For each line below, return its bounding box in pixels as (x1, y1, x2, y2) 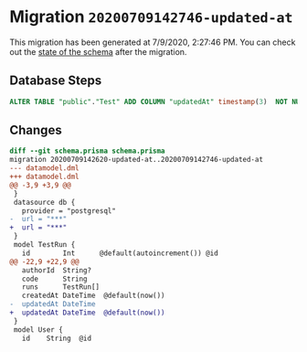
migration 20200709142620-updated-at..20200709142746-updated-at (9, 155, 263, 165)
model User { (13, 325, 64, 335)
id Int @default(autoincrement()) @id (21, 249, 219, 258)
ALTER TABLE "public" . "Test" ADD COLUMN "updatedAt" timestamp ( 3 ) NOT (9, 97, 288, 106)
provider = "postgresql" (21, 206, 117, 216)
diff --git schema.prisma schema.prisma (9, 146, 166, 156)
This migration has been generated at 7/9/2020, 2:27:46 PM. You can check (9, 37, 296, 48)
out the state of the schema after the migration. (9, 46, 187, 57)
